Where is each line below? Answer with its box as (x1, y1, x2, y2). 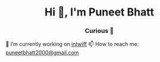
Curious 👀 (84, 27, 114, 35)
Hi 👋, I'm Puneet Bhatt (45, 5, 154, 19)
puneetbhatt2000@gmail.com (5, 49, 79, 56)
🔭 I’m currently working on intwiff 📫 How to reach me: (5, 41, 139, 48)
